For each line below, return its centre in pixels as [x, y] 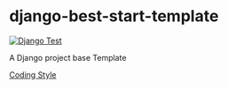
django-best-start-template [114, 16]
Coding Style [33, 74]
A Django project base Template [68, 57]
